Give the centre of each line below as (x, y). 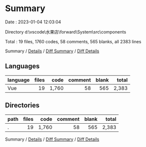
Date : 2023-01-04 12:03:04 (33, 22)
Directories (22, 106)
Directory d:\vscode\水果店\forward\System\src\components (66, 32)
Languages (22, 66)
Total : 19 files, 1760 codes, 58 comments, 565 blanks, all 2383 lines (73, 41)
